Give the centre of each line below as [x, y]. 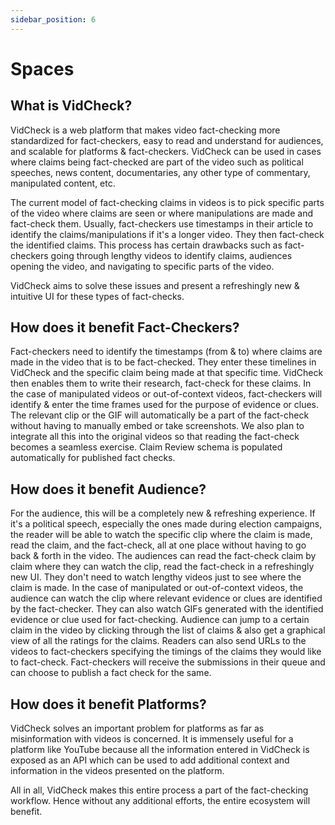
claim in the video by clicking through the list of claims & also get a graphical [168, 630]
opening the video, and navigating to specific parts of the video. [142, 266]
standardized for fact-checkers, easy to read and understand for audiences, [167, 140]
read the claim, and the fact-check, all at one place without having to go [158, 545]
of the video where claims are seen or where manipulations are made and [161, 213]
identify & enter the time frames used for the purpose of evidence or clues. [165, 405]
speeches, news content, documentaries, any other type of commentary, [160, 172]
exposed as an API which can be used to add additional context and [150, 760]
